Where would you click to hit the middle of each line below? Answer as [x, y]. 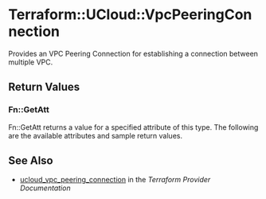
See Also [31, 161]
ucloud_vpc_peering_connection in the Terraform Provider [115, 180]
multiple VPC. [31, 62]
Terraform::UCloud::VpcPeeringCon [130, 15]
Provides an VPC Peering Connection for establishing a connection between [133, 53]
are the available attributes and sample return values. [96, 135]
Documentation [45, 188]
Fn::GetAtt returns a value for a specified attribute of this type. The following [133, 127]
